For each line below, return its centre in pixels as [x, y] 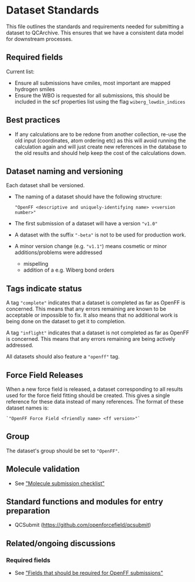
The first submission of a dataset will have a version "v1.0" [86, 224]
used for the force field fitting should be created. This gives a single [88, 395]
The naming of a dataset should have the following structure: [88, 197]
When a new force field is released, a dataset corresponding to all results [95, 389]
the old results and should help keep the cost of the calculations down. [100, 153]
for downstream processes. [39, 39]
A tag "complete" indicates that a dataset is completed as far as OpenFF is [96, 303]
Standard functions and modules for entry [85, 502]
